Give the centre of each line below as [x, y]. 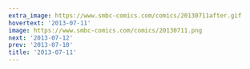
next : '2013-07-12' [41, 38]
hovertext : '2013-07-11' [50, 23]
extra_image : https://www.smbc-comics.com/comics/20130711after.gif [125, 15]
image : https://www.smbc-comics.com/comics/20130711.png [105, 30]
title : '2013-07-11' [43, 52]
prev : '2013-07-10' [41, 45]
